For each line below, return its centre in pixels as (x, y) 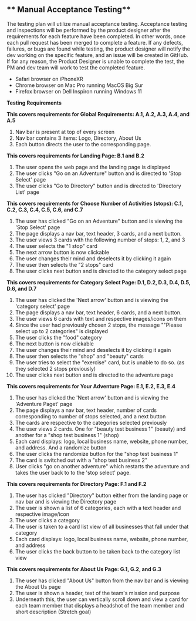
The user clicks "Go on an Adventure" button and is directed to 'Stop (98, 173)
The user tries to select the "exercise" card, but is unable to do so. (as (100, 362)
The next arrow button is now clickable (62, 252)
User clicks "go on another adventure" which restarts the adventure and (102, 466)
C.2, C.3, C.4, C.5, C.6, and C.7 (45, 209)
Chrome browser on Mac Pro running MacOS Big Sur (79, 85)
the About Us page (38, 586)
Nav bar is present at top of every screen (65, 132)
